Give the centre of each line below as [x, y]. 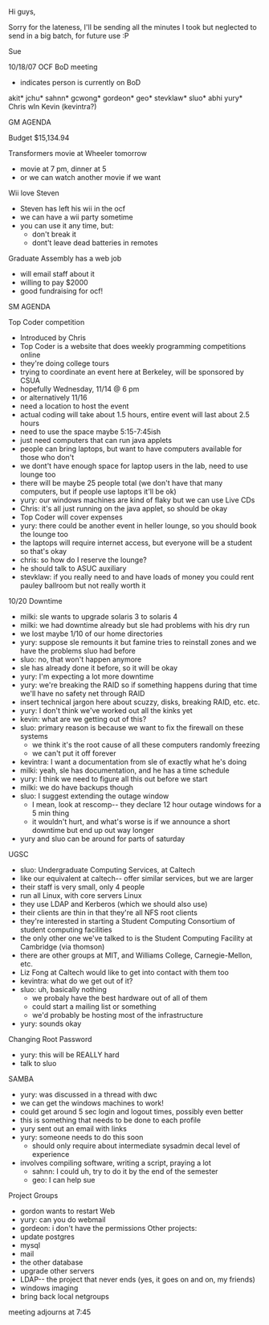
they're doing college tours [65, 363]
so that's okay [43, 551]
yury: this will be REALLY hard [69, 1055]
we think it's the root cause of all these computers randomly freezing [146, 745]
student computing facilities [66, 929]
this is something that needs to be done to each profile [110, 1120]
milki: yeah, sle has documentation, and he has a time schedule [125, 770]
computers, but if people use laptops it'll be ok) [98, 491]
